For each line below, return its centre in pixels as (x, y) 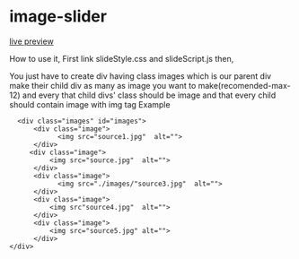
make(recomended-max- (244, 85)
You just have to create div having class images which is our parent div (141, 76)
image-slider (58, 17)
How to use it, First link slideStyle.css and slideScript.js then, (122, 58)
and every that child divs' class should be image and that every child (149, 95)
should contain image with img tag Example (90, 104)
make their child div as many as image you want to (103, 85)
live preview (31, 41)
